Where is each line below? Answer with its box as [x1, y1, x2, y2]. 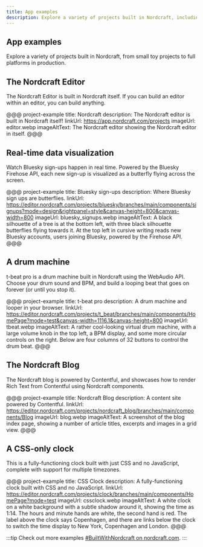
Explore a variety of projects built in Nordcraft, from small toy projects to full [6, 53, 196, 60]
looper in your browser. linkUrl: [6, 304, 83, 311]
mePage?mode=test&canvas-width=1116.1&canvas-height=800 [6, 316, 163, 324]
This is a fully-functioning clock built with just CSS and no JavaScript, [6, 459, 179, 467]
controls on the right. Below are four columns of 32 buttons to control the [6, 336, 188, 343]
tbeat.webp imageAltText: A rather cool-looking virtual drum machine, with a [6, 323, 196, 330]
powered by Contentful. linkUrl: [6, 400, 84, 408]
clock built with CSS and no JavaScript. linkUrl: [6, 484, 124, 491]
